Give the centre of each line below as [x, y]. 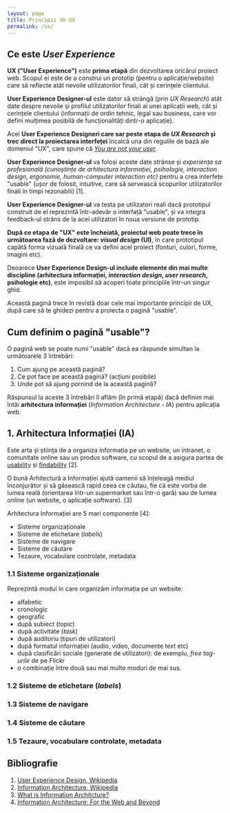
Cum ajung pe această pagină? [61, 369]
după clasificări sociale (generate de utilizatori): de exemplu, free [109, 653]
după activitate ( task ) [47, 631]
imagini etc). [25, 255]
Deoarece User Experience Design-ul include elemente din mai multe [107, 268]
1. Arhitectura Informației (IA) [71, 433]
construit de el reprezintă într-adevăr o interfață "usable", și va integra [106, 212]
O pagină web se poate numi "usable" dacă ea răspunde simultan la [103, 349]
